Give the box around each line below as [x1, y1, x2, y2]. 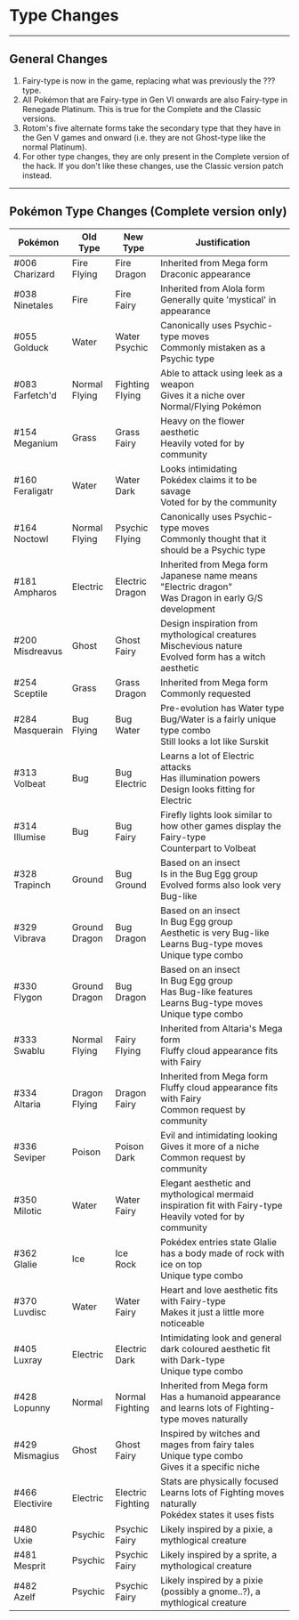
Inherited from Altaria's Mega [159, 1022, 283, 1034]
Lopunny [13, 1401, 51, 1413]
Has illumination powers [159, 772, 261, 784]
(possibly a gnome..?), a [159, 1585, 261, 1598]
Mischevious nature [159, 639, 243, 652]
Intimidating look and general [159, 1332, 282, 1344]
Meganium [13, 437, 59, 450]
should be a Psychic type [159, 544, 266, 556]
